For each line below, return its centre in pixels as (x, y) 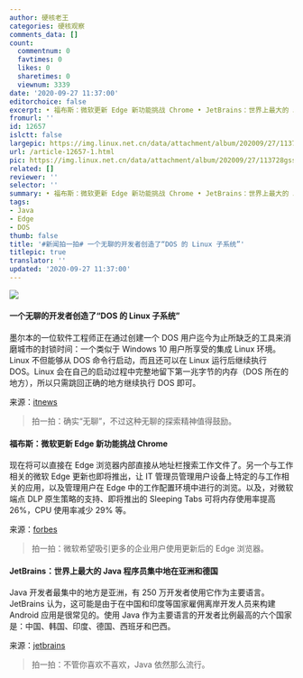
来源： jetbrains (37, 646)
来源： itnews (33, 402)
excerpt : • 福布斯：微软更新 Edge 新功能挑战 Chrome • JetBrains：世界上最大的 (149, 110)
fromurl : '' (32, 118)
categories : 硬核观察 (47, 26)
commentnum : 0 (44, 51)
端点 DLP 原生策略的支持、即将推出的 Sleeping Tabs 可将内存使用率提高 (142, 499)
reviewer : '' (34, 177)
